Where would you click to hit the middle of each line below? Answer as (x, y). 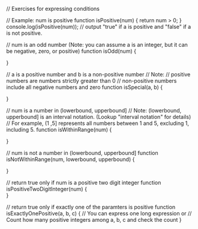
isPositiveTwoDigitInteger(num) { (46, 189)
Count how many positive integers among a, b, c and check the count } (94, 220)
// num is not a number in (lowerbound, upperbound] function (82, 153)
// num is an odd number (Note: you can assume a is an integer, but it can (97, 45)
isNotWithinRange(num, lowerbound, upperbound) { (70, 159)
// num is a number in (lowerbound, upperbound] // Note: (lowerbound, (94, 110)
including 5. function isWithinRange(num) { (59, 130)
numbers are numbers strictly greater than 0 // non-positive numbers (91, 81)
